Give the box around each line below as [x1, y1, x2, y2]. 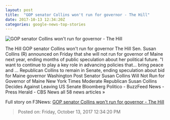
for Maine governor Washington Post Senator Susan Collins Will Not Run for [5, 73, 165, 79]
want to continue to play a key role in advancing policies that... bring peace [5, 62, 164, 68]
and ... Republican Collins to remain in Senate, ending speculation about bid [5, 67, 165, 74]
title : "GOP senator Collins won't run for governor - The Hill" [5, 12, 150, 17]
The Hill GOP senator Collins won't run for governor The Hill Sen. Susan [5, 45, 156, 52]
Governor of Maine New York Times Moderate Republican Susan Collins [5, 78, 157, 84]
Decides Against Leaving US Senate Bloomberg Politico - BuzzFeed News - [5, 84, 165, 90]
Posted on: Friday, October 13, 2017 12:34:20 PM [17, 109, 121, 115]
